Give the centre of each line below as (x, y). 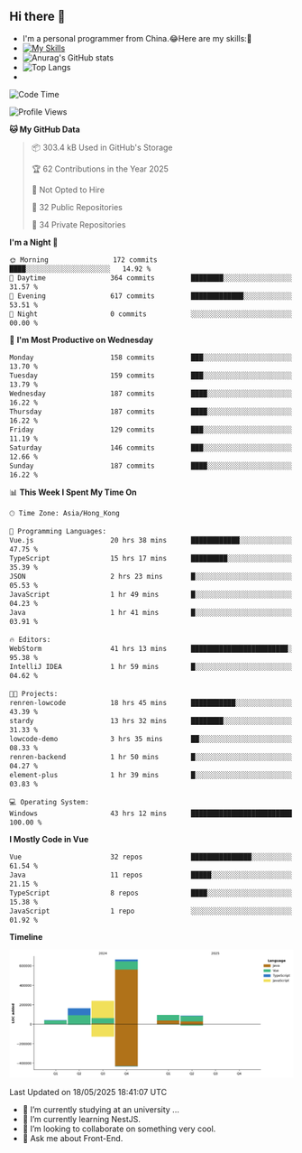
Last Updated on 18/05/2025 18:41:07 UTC (88, 1092)
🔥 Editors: (30, 639)
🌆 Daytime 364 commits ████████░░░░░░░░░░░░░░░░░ (151, 278)
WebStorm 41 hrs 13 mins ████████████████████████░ (151, 648)
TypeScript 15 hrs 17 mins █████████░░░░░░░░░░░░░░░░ (151, 558)
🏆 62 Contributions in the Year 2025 (100, 169)
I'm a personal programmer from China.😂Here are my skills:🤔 (137, 38)
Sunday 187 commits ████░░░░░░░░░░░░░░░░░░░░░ (151, 466)
